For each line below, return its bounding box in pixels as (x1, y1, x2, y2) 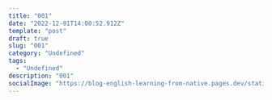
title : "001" (8, 11, 53, 20)
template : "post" (8, 27, 67, 35)
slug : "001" (8, 42, 49, 50)
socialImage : (8, 79, 53, 87)
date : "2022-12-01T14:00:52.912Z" (8, 19, 125, 27)
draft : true (8, 34, 49, 43)
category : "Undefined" (8, 49, 85, 57)
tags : (8, 57, 27, 65)
